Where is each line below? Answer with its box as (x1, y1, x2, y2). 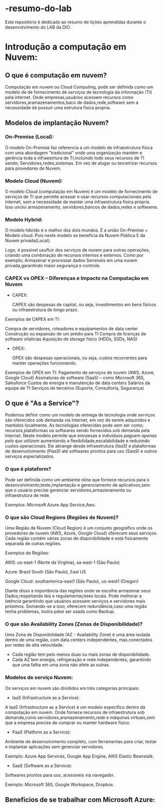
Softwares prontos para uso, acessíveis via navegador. (5, 772, 115, 778)
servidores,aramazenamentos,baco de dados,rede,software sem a (5, 99, 139, 105)
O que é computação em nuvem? (5, 71, 107, 79)
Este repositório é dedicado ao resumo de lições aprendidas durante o (5, 19, 146, 25)
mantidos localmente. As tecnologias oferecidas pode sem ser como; (5, 422, 144, 428)
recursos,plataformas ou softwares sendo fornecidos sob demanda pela (5, 428, 150, 433)
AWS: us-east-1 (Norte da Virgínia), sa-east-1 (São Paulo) (5, 559, 120, 565)
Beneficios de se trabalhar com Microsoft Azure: (5, 795, 156, 804)
